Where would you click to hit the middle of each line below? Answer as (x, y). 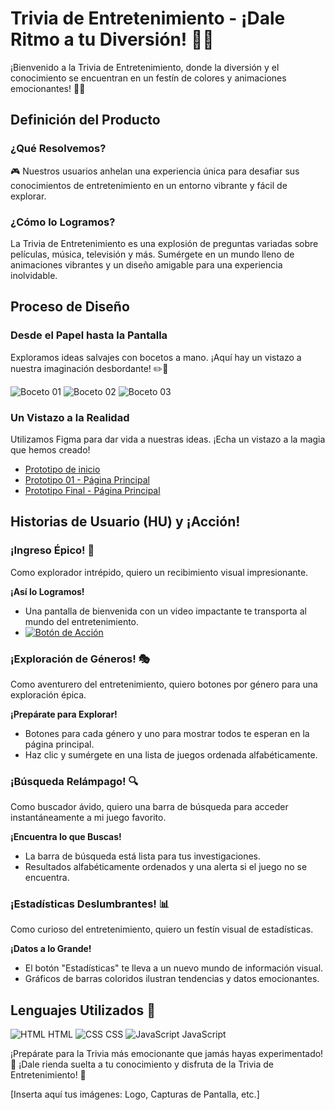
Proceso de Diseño (70, 307)
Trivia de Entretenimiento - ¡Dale (148, 18)
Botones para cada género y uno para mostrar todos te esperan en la (167, 733)
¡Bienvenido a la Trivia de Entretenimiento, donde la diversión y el (145, 67)
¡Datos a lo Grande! (51, 949)
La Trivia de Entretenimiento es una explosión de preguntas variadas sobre (164, 243)
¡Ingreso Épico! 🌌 (52, 550)
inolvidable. (34, 275)
